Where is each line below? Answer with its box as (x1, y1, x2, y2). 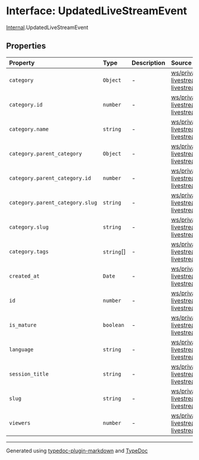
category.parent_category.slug (9, 199, 98, 206)
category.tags (9, 248, 49, 255)
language (9, 346, 34, 353)
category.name (9, 126, 49, 132)
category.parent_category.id (9, 175, 91, 182)
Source (171, 58, 192, 66)
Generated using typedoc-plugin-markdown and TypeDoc (6, 447, 148, 454)
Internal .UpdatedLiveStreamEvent (6, 24, 89, 31)
